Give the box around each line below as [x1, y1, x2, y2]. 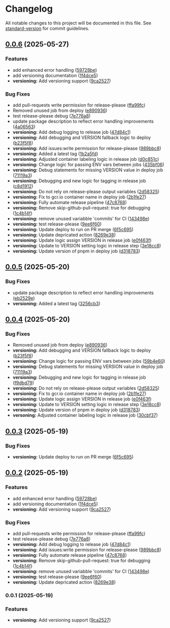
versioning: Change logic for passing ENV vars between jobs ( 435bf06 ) [12, 161, 164, 167]
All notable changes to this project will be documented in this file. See [5, 20, 152, 26]
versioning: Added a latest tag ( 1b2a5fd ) [12, 151, 98, 157]
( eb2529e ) [12, 295, 35, 301]
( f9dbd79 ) [12, 380, 35, 386]
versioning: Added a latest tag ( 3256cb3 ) [12, 300, 101, 306]
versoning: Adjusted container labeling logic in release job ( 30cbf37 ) [12, 412, 158, 418]
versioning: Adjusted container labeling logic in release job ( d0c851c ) [12, 156, 159, 162]
